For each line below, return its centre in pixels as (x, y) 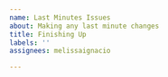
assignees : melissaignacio (60, 51)
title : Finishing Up (48, 34)
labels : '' (30, 43)
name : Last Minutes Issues (60, 17)
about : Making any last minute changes (84, 26)
